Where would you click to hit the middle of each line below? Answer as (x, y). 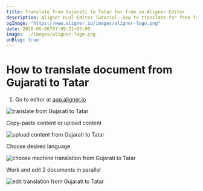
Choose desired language (38, 146)
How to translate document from (89, 70)
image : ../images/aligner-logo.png (51, 34)
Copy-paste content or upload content (54, 123)
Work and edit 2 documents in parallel (53, 169)
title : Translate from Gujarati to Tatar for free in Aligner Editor (96, 12)
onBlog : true (23, 40)
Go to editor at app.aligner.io (50, 99)
